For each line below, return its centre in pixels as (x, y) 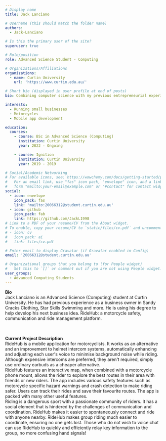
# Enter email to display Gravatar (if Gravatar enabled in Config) (77, 251)
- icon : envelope (27, 196)
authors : (14, 28)
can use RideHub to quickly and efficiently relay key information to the (77, 428)
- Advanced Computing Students (42, 278)
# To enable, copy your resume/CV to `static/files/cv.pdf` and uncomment (84, 228)
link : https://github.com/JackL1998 (52, 219)
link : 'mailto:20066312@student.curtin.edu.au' (64, 205)
